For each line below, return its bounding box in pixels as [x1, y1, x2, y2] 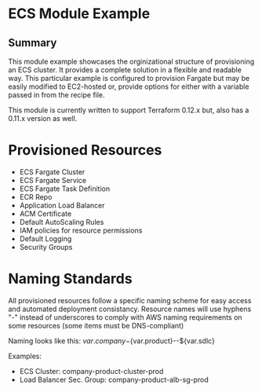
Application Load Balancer [19, 200, 105, 210]
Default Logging [19, 233, 72, 244]
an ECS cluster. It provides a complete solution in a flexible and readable [8, 65, 242, 75]
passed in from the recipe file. [8, 90, 105, 99]
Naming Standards [8, 270, 133, 288]
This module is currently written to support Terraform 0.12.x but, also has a [8, 105, 249, 115]
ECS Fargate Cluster [19, 167, 86, 177]
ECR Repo [19, 192, 53, 201]
